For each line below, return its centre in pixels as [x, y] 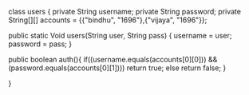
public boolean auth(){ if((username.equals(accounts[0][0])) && [113, 59]
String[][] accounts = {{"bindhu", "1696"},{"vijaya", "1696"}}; [108, 20]
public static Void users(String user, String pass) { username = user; [120, 36]
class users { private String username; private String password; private [125, 12]
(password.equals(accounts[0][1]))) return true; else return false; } [117, 68]
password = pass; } [40, 44]
